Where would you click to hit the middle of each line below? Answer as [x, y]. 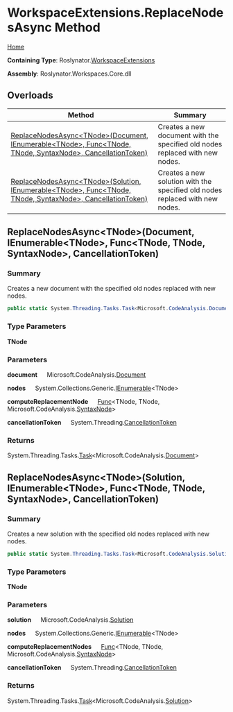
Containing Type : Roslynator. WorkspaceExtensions [81, 60]
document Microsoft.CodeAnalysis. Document [77, 374]
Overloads [30, 95]
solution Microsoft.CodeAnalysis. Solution [70, 620]
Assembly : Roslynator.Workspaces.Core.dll [69, 74]
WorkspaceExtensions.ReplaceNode [115, 13]
